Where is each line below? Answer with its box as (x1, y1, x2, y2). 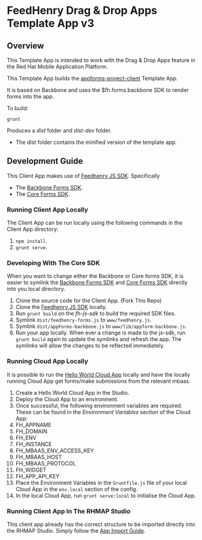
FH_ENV (15, 434, 37, 441)
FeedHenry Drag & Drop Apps (7, 4, 157, 18)
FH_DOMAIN (15, 428, 48, 435)
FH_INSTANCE (15, 440, 52, 447)
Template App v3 (7, 16, 95, 30)
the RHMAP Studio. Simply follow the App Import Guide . (7, 527, 146, 534)
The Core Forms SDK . (15, 190, 70, 197)
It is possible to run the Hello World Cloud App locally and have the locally (7, 371, 191, 378)
